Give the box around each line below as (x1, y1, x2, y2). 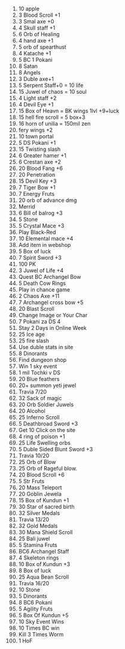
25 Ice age (18, 331, 45, 338)
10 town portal (18, 133, 54, 140)
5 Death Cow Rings (18, 279, 66, 287)
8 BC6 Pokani (18, 599, 53, 606)
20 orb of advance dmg (18, 197, 77, 204)
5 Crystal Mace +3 (18, 222, 65, 229)
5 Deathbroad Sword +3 (18, 420, 78, 427)
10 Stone (18, 586, 41, 593)
